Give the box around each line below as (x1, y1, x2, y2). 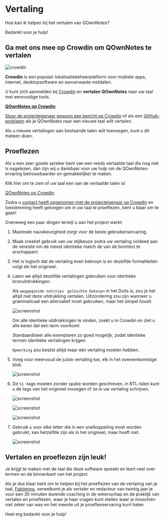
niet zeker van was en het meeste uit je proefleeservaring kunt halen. (5, 502, 145, 508)
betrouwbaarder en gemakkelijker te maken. (23, 171, 112, 177)
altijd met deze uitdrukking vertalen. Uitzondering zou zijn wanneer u (12, 293, 152, 299)
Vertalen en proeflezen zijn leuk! (5, 453, 107, 461)
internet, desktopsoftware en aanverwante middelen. (5, 79, 112, 85)
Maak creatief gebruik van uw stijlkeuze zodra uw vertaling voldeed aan (12, 238, 158, 244)
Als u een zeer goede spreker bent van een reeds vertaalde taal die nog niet (5, 160, 159, 166)
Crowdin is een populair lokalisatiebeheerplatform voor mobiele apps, (5, 74, 146, 80)
